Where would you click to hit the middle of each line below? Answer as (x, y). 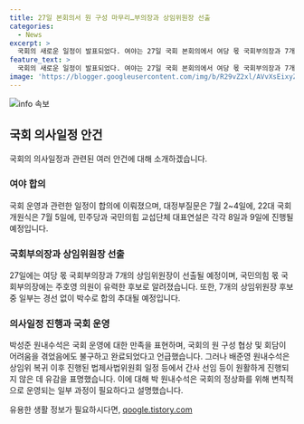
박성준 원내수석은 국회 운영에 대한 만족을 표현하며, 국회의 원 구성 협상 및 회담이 (148, 345)
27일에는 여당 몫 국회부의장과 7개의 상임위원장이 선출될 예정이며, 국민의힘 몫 (144, 275)
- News (30, 34)
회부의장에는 (32, 287)
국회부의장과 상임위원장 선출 (67, 254)
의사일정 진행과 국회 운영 (60, 324)
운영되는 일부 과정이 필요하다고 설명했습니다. (104, 390)
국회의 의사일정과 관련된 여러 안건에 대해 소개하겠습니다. (109, 159)
